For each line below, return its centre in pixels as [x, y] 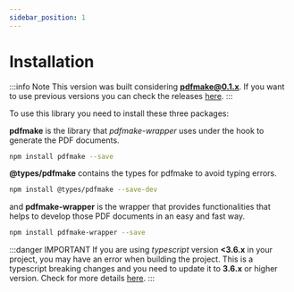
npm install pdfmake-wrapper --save [77, 233]
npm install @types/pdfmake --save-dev [84, 190]
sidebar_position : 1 [48, 17]
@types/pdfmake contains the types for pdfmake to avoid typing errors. [143, 173]
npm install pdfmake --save [62, 156]
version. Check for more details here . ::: [82, 279]
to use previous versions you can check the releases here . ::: [121, 96]
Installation [52, 61]
